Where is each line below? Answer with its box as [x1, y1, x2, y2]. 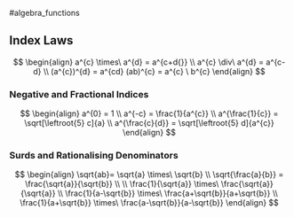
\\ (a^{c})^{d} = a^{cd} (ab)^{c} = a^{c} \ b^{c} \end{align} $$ [43, 66, 266, 76]
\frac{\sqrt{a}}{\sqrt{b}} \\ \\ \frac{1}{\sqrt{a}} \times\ [25, 179, 219, 190]
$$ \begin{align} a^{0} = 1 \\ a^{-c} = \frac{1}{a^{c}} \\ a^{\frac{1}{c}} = [20, 108, 279, 119]
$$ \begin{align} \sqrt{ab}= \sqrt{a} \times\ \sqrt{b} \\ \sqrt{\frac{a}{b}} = [14, 169, 284, 180]
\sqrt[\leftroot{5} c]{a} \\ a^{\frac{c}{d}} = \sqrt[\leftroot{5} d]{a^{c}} [24, 118, 274, 128]
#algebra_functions [9, 8, 80, 18]
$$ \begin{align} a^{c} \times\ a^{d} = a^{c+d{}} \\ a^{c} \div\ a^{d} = [12, 57, 265, 67]
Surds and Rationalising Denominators [9, 150, 179, 162]
